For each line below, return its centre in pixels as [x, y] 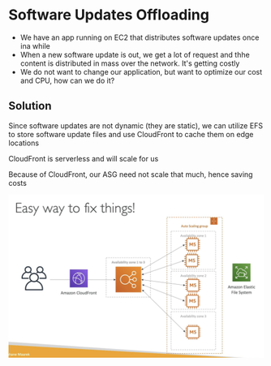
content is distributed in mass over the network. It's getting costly [130, 63]
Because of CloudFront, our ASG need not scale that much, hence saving [131, 174]
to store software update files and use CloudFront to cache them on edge [131, 134]
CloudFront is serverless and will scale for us [84, 158]
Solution [30, 106]
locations [24, 143]
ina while [35, 45]
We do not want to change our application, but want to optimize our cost [141, 71]
